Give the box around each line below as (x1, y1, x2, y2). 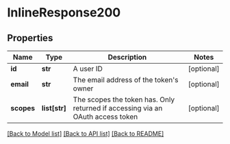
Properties (7, 32, 53, 44)
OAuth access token (73, 112, 138, 121)
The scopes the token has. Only (73, 95, 175, 104)
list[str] (41, 104, 67, 112)
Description (107, 53, 147, 62)
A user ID (73, 64, 103, 73)
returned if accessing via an (73, 104, 163, 112)
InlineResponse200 (7, 5, 121, 21)
